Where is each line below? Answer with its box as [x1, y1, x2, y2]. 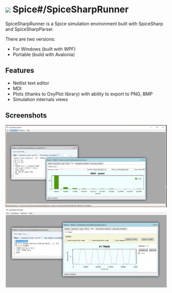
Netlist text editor [12, 80, 50, 86]
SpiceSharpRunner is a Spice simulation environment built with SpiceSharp [5, 21, 163, 27]
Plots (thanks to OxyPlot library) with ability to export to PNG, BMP [12, 91, 153, 97]
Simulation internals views [12, 96, 68, 102]
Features [5, 66, 34, 75]
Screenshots [5, 111, 47, 120]
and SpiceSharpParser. [5, 26, 54, 32]
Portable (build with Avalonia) [12, 51, 75, 57]
